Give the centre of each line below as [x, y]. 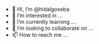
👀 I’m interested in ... [37, 15]
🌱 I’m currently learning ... [44, 22]
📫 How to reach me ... [40, 35]
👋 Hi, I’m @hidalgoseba [41, 9]
